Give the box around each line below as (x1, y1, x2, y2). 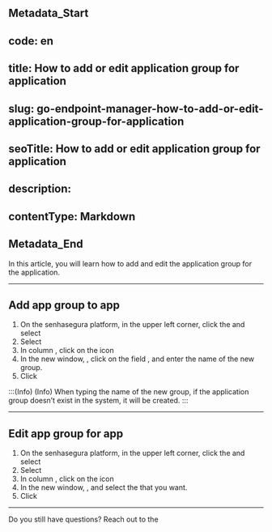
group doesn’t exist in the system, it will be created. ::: (8, 396, 189, 406)
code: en (8, 34, 54, 48)
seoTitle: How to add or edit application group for (8, 142, 261, 155)
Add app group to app (8, 298, 120, 312)
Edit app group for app (8, 427, 124, 440)
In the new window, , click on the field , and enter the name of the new (19, 354, 255, 364)
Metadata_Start (8, 6, 89, 20)
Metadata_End (8, 237, 83, 251)
